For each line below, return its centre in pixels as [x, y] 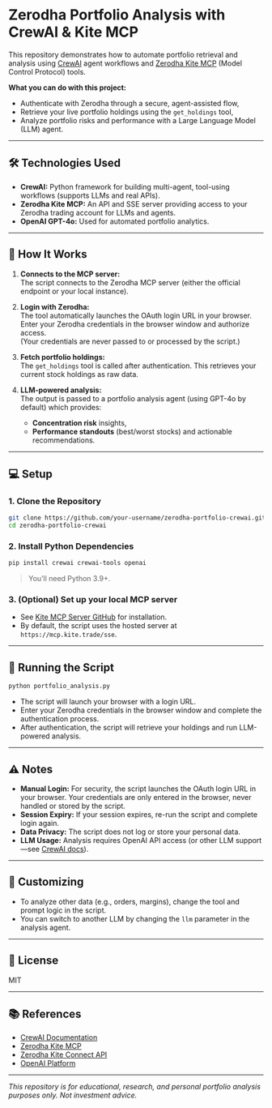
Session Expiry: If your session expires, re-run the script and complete [138, 814]
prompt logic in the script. [63, 910]
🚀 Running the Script [62, 667]
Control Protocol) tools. [47, 71]
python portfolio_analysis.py [59, 687]
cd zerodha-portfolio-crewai [57, 526]
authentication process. [59, 719]
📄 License [34, 961]
